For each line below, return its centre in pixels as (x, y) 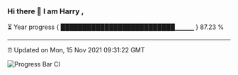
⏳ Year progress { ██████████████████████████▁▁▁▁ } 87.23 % (116, 27)
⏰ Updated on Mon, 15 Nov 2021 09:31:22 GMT (76, 50)
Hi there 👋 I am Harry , (46, 11)
